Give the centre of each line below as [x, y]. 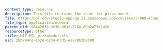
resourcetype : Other [26, 31]
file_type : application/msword [37, 23]
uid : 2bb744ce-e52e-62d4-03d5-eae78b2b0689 [50, 40]
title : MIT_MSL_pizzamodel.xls [37, 36]
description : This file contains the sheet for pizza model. [68, 14]
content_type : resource [29, 9]
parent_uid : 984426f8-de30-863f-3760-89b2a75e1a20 [57, 27]
